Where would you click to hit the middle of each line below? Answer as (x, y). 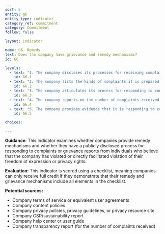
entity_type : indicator (29, 19)
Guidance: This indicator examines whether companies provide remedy (78, 140)
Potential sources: (24, 191)
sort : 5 (13, 10)
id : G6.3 (23, 95)
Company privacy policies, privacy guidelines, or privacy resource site (83, 211)
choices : (14, 122)
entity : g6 (16, 14)
